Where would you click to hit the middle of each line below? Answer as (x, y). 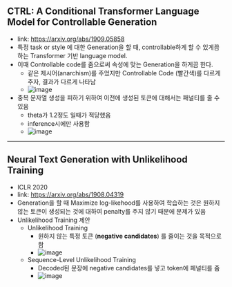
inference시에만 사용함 (59, 123)
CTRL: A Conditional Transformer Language (103, 11)
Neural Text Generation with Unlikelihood (97, 159)
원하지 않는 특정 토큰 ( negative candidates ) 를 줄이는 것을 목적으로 (130, 236)
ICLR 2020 (32, 187)
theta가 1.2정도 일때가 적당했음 (69, 115)
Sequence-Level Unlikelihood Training (82, 259)
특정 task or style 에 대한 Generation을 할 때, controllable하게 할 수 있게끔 (118, 47)
